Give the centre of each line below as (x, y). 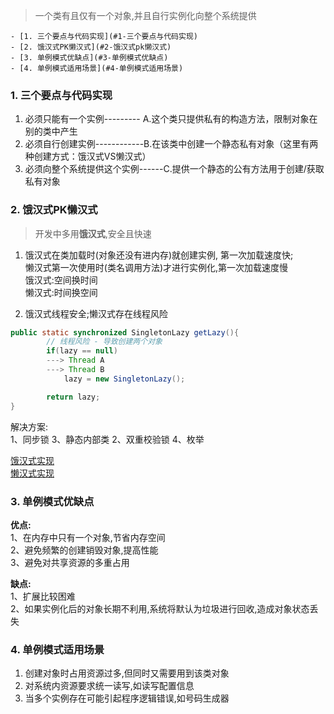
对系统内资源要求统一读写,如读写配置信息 (109, 686)
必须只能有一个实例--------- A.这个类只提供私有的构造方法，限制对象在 (171, 119)
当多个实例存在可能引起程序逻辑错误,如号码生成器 (127, 698)
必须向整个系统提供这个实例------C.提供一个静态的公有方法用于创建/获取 (174, 169)
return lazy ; (73, 397)
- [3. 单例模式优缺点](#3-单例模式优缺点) (89, 58)
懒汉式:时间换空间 (61, 292)
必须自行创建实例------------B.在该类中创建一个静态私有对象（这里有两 (171, 144)
